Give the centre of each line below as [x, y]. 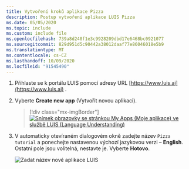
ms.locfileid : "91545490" [38, 66]
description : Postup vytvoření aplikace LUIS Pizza [70, 17]
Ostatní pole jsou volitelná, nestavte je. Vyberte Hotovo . [82, 148]
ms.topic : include [28, 28]
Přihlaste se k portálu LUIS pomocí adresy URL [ [72, 83]
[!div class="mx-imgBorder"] [64, 112]
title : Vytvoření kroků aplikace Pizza [55, 11]
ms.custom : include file [36, 34]
